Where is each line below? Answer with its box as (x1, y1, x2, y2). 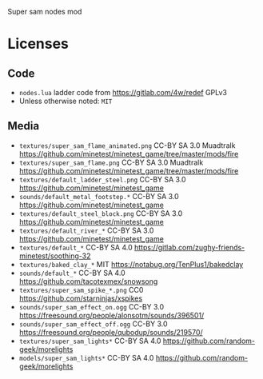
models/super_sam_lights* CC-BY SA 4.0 (18, 353, 154, 362)
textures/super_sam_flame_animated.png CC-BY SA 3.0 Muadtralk (18, 140, 236, 150)
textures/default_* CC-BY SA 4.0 (18, 242, 133, 252)
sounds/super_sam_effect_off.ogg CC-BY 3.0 (18, 319, 168, 329)
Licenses (7, 35, 70, 53)
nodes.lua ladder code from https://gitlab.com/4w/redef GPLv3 (18, 88, 227, 97)
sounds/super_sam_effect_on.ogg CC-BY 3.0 (18, 301, 165, 311)
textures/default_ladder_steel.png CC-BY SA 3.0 (18, 174, 186, 184)
